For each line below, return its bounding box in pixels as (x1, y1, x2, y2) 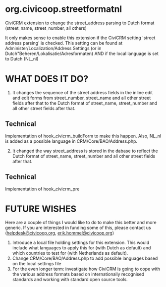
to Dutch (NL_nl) (5, 56, 39, 61)
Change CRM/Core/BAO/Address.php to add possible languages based (12, 255, 158, 261)
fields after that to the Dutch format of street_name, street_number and (12, 100, 158, 106)
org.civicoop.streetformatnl (5, 3, 122, 15)
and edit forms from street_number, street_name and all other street (12, 95, 151, 101)
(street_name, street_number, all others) (5, 25, 87, 31)
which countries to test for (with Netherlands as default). (12, 250, 128, 256)
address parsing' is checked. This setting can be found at (5, 40, 123, 46)
